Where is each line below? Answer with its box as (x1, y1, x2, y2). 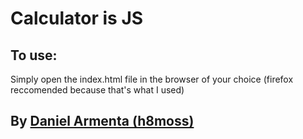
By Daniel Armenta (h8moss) (10, 113, 195, 130)
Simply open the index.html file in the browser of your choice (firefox (10, 73, 294, 85)
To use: (10, 47, 58, 64)
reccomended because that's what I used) (10, 84, 185, 96)
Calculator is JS (10, 7, 144, 30)
